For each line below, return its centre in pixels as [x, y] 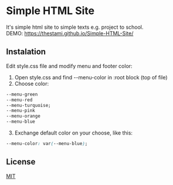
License [21, 162]
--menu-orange [23, 116]
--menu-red [19, 100]
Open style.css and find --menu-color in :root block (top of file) [91, 77]
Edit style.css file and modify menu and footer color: [69, 66]
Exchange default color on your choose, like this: [74, 133]
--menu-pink [21, 111]
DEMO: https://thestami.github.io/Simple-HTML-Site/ [70, 33]
